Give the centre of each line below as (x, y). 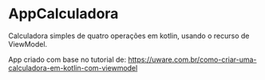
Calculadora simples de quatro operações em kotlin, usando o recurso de (129, 36)
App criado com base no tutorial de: (67, 59)
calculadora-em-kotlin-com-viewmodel (73, 67)
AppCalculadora (63, 14)
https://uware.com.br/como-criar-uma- (192, 59)
